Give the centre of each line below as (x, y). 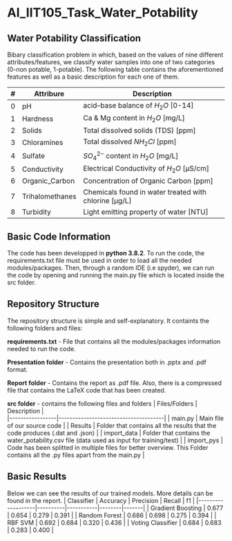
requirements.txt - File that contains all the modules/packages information (114, 341)
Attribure (49, 94)
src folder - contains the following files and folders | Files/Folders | (103, 403)
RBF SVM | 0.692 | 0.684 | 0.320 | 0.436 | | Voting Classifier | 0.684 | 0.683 (115, 522)
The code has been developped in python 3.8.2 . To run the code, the (106, 253)
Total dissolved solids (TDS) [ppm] (139, 130)
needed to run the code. (41, 348)
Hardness (38, 119)
